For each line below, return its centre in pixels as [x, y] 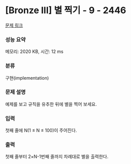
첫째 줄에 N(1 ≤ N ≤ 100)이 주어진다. [41, 130]
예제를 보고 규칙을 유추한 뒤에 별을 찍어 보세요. [51, 104]
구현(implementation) [27, 78]
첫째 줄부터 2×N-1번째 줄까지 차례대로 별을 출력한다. [57, 156]
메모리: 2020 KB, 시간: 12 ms [34, 51]
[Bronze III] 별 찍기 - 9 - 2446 [66, 10]
